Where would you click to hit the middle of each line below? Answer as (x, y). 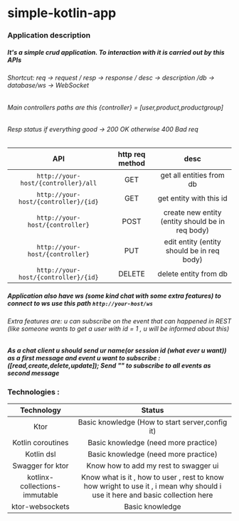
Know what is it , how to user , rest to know (153, 478)
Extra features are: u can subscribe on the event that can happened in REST (119, 321)
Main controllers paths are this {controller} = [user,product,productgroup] (116, 107)
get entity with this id (192, 198)
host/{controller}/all (59, 183)
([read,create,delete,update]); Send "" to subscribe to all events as (109, 366)
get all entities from (193, 175)
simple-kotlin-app (62, 13)
